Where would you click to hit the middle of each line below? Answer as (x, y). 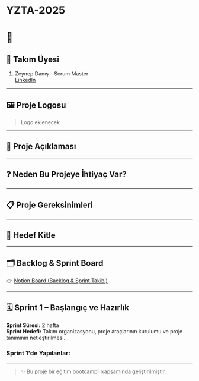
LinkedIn (25, 80)
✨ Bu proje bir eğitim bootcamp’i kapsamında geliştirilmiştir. (93, 371)
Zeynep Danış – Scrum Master (52, 74)
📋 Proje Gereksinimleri (49, 205)
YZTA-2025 (36, 10)
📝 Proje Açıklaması (41, 147)
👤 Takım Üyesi (33, 59)
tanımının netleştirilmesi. (36, 338)
